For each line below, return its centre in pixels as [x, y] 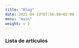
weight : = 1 [17, 24]
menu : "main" [19, 19]
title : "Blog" [20, 10]
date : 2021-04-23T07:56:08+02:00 [40, 14]
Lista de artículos [27, 41]
